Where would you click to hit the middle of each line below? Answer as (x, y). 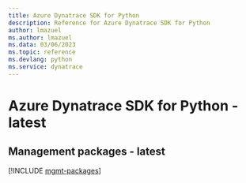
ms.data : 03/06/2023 (42, 45)
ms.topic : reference (42, 52)
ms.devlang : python (40, 60)
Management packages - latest (87, 152)
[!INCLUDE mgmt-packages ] (55, 170)
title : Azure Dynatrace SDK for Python (74, 15)
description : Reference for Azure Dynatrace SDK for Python (110, 23)
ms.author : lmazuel (40, 37)
